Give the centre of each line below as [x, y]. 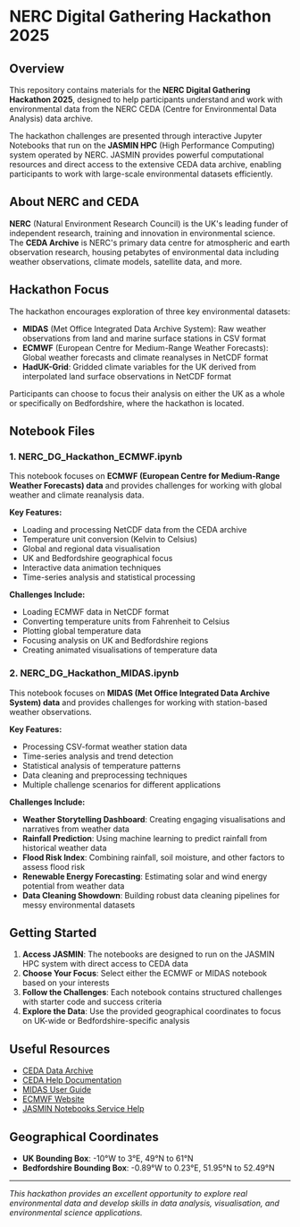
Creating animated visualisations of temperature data [120, 650]
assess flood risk [54, 866]
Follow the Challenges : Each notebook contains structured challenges [152, 993]
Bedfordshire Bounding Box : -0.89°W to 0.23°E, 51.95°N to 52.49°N [148, 1168]
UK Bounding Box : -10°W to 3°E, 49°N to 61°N [108, 1159]
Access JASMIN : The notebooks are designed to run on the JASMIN [148, 954]
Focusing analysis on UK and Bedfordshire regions [115, 641]
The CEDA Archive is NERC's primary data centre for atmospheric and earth [150, 243]
